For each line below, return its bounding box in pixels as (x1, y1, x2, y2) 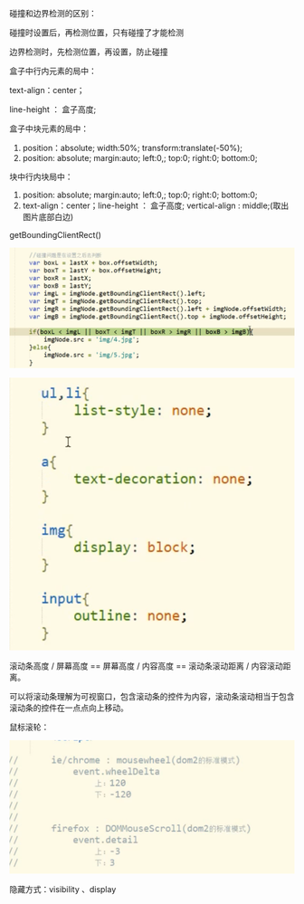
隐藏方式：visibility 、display (9, 883, 117, 894)
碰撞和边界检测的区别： (9, 8, 97, 18)
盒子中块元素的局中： (9, 123, 89, 134)
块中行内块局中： (9, 171, 73, 182)
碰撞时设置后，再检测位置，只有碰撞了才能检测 (9, 27, 184, 38)
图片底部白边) (22, 212, 74, 222)
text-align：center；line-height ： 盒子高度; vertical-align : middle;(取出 (22, 200, 290, 211)
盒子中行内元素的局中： (9, 66, 97, 76)
